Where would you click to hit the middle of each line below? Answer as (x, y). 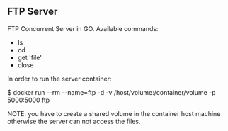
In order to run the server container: (59, 79)
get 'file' (30, 57)
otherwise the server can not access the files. (74, 121)
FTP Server (33, 12)
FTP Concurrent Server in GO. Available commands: (83, 28)
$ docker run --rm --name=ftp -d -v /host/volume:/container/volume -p (112, 92)
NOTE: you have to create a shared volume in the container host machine (114, 113)
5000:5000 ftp (29, 100)
